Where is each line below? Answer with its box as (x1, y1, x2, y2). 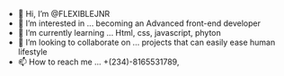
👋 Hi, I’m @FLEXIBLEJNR (17, 9, 111, 19)
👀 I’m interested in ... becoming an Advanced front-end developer (17, 18, 261, 29)
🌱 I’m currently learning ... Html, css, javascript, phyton (17, 28, 222, 38)
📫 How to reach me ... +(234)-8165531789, (17, 56, 180, 67)
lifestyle (17, 46, 48, 57)
